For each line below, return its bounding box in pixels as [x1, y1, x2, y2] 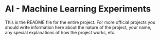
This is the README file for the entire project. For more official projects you [5, 19, 156, 25]
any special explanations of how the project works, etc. [5, 29, 116, 35]
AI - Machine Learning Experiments [5, 3, 151, 14]
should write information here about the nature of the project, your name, [5, 24, 152, 30]
